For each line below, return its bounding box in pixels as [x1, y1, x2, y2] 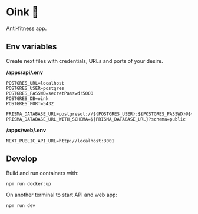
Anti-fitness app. [6, 25, 47, 32]
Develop [6, 154, 37, 164]
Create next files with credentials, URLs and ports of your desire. [6, 57, 163, 64]
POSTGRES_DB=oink [6, 95, 49, 102]
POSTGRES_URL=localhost [6, 80, 65, 86]
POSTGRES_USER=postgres [6, 85, 65, 91]
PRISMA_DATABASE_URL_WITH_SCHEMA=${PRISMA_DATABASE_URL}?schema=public [6, 116, 186, 122]
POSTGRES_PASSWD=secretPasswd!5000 [6, 91, 94, 96]
